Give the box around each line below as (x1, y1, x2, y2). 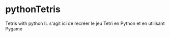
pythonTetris (5, 4, 61, 15)
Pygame (5, 25, 23, 31)
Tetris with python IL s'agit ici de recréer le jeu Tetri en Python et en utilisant (5, 20, 165, 26)
